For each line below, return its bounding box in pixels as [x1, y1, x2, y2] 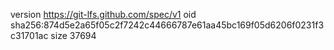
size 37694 [50, 30, 97, 41]
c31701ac [10, 30, 49, 41]
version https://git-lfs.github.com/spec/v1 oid [10, 9, 197, 20]
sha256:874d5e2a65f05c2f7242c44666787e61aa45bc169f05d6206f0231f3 [10, 19, 325, 31]
